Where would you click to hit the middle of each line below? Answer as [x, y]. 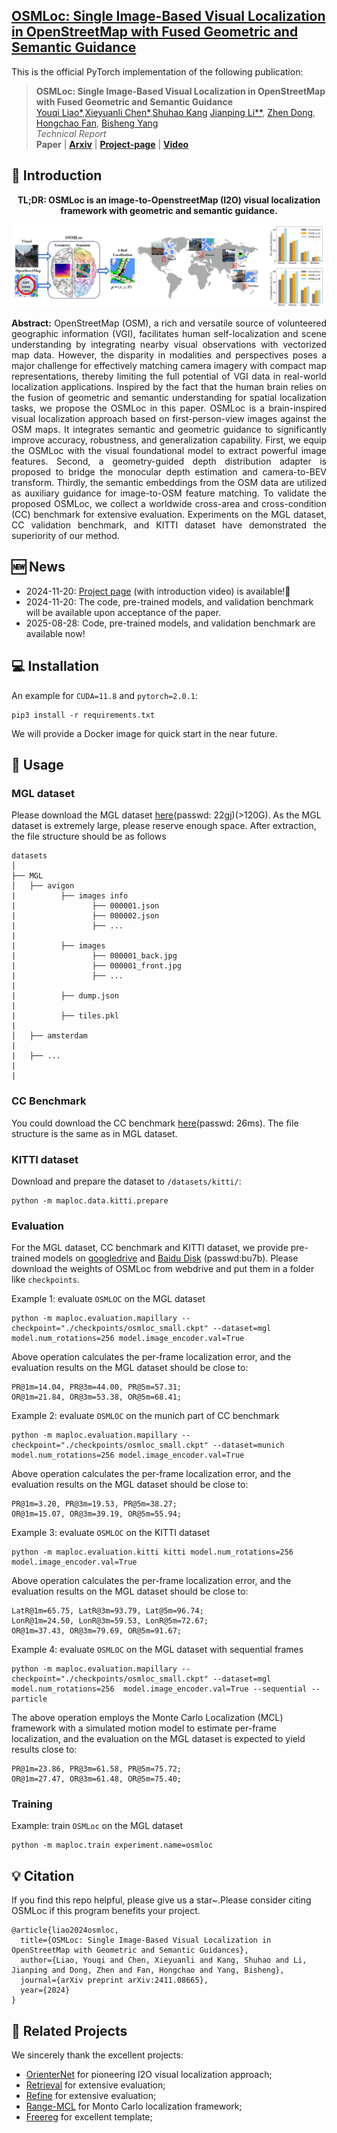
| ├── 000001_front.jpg [97, 966]
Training [32, 1804]
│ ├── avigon [43, 886]
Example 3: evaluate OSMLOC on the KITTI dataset [110, 1533]
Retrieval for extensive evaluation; [95, 2085]
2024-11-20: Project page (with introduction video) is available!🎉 [158, 591]
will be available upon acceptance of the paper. [123, 612]
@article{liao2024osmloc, [65, 1930]
